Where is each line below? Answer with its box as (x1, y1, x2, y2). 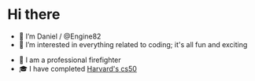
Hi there (7, 6, 61, 24)
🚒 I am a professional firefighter (18, 55, 121, 64)
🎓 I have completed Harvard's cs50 (18, 64, 137, 73)
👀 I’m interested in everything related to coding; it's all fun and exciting (18, 39, 248, 49)
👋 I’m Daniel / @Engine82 (18, 31, 102, 41)
